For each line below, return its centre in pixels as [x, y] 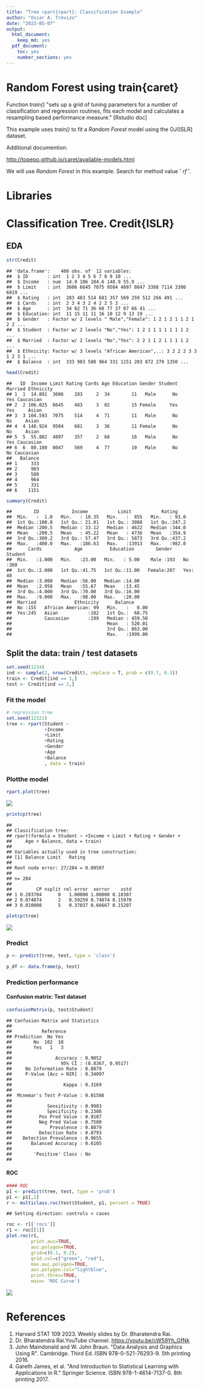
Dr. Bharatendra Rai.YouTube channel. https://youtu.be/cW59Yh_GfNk [102, 1340]
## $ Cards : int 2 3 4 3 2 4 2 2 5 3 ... [68, 303]
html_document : [31, 35]
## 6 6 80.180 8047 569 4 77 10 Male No [92, 448]
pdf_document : [29, 46]
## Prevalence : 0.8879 [54, 1127]
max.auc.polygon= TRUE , [59, 1264]
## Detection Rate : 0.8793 [54, 1133]
